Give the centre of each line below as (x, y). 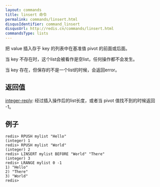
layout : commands (23, 10)
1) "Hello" (17, 167)
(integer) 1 (18, 141)
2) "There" (17, 172)
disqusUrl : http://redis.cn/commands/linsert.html (60, 29)
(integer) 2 (18, 150)
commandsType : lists (27, 33)
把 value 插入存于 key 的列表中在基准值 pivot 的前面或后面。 (68, 48)
